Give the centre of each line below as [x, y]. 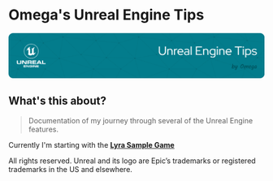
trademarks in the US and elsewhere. [70, 169]
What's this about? [58, 101]
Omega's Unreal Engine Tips [106, 15]
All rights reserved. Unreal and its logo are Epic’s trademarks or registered [132, 161]
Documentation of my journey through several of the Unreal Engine [141, 120]
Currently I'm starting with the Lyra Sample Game [91, 144]
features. [43, 129]
